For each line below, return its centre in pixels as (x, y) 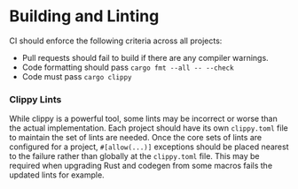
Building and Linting (84, 16)
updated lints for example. (57, 175)
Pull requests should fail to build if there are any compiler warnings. (145, 57)
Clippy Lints (35, 99)
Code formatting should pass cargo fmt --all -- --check (128, 67)
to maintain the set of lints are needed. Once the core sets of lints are (136, 138)
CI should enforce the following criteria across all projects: (116, 41)
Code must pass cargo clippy (77, 76)
